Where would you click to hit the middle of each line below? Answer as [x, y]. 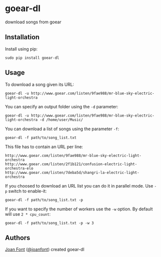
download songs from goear [33, 22]
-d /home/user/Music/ [61, 120]
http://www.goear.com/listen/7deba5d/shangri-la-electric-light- [72, 172]
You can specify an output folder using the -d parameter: [62, 106]
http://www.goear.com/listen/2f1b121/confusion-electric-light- [71, 164]
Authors [18, 238]
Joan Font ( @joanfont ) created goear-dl [45, 249]
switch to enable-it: [28, 191]
